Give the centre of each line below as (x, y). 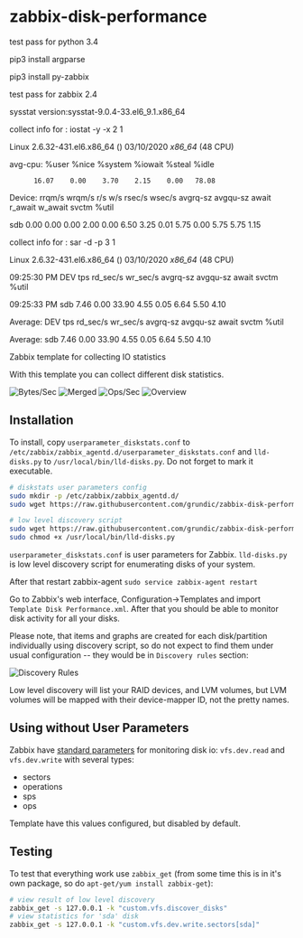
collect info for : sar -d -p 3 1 (62, 242)
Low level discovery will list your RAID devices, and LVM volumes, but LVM (148, 690)
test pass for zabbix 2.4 (53, 94)
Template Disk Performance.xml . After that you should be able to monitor (144, 609)
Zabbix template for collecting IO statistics (88, 356)
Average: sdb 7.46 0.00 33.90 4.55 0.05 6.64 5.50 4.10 (110, 339)
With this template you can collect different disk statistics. (117, 374)
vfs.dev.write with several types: (72, 759)
